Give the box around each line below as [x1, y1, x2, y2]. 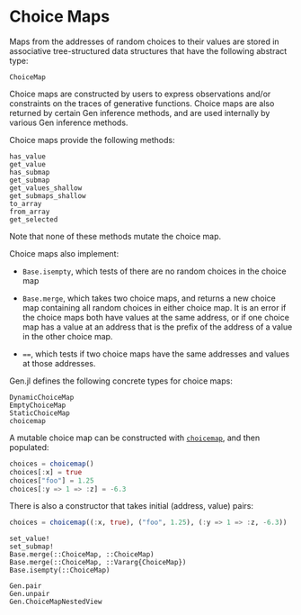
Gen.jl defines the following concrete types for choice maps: [9, 375, 234, 386]
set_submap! [9, 542, 54, 551]
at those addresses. [22, 357, 96, 368]
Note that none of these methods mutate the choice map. [9, 231, 222, 241]
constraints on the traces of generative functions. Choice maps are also [9, 97, 275, 109]
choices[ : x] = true [9, 467, 83, 476]
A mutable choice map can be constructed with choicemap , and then [9, 432, 261, 443]
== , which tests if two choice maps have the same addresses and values [22, 348, 290, 359]
